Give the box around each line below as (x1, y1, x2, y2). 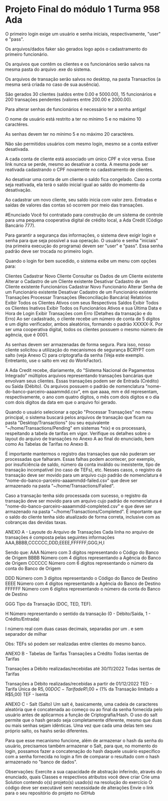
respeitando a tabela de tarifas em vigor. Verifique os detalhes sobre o (5, 430, 151, 436)
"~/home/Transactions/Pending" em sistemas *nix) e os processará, (5, 425, 146, 431)
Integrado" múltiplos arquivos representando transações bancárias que (5, 372, 153, 378)
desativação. (5, 187, 32, 193)
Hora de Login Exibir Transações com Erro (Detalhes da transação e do (5, 310, 152, 316)
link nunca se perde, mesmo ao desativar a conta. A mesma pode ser (5, 161, 148, 167)
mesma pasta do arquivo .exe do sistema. (5, 66, 91, 72)
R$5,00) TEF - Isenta (5, 691, 49, 697)
